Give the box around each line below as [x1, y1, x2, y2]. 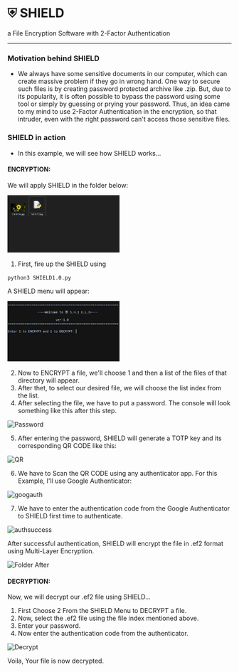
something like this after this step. [17, 407, 117, 415]
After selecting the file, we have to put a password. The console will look [17, 399, 231, 407]
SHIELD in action [7, 133, 66, 143]
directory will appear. [17, 376, 80, 385]
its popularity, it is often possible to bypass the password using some [17, 92, 221, 101]
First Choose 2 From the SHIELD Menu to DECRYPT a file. [17, 607, 187, 615]
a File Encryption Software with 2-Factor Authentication [7, 28, 171, 37]
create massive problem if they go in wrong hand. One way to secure [17, 77, 221, 86]
